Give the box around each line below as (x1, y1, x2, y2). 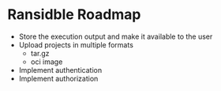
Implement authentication (18, 65, 103, 74)
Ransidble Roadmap (7, 6, 141, 24)
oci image (30, 57, 63, 66)
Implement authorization (18, 74, 99, 83)
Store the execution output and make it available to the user (18, 32, 213, 41)
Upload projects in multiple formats (18, 40, 133, 49)
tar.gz (30, 48, 50, 58)
